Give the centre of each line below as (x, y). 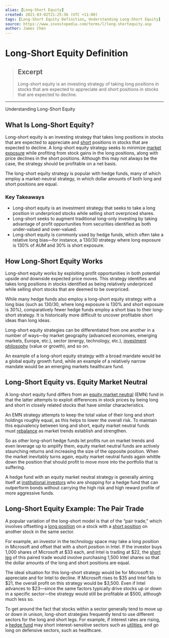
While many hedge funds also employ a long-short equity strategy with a (81, 299)
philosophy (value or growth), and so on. (47, 346)
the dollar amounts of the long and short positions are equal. (68, 563)
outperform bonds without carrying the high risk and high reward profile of (82, 487)
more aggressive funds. (30, 493)
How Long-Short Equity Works (54, 261)
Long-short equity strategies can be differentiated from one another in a (80, 330)
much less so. (20, 599)
